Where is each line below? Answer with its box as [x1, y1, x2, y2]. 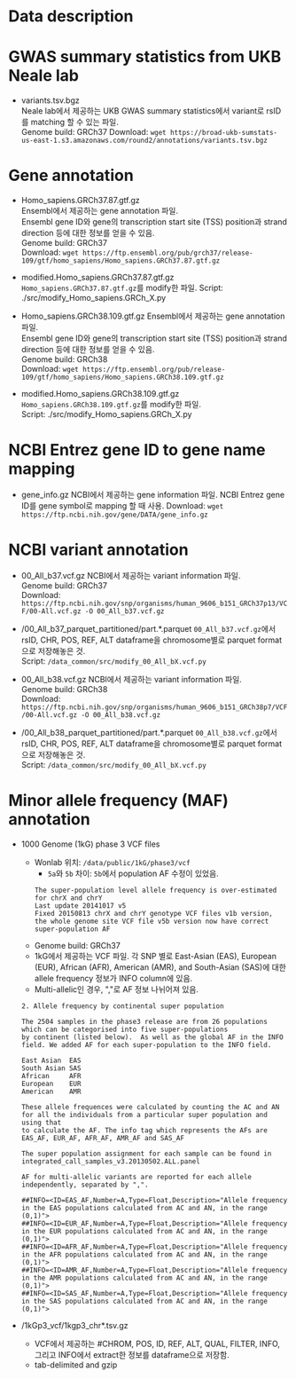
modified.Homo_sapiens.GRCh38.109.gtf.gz [20, 389, 180, 399]
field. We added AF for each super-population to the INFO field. [20, 1040, 272, 1049]
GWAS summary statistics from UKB [8, 47, 282, 67]
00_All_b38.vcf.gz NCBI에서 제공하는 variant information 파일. [20, 674, 243, 684]
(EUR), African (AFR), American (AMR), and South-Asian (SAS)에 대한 [34, 961, 287, 973]
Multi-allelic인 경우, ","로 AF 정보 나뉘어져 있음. [34, 983, 199, 995]
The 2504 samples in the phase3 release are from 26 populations [20, 1017, 268, 1026]
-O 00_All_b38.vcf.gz [81, 710, 161, 720]
